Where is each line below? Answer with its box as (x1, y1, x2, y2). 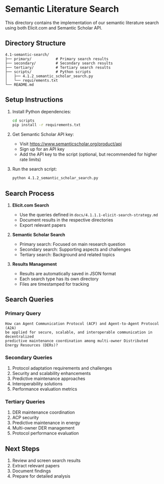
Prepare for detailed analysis (12, 473, 71, 479)
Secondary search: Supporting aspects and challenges (19, 246, 131, 252)
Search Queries (5, 296, 54, 304)
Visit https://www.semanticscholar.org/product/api (19, 141, 122, 147)
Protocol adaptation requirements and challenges (12, 365, 112, 371)
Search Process (5, 189, 55, 197)
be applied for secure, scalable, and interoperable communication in (5, 330, 153, 335)
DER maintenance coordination (12, 409, 75, 415)
